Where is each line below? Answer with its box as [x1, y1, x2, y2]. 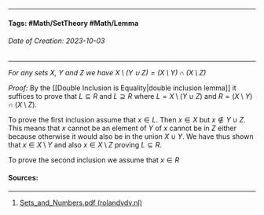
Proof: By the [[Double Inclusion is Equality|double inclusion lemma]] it [8, 83, 237, 93]
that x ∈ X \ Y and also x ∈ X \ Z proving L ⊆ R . [8, 140, 163, 149]
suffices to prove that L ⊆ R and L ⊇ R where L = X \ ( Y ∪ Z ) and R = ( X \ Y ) [8, 91, 253, 100]
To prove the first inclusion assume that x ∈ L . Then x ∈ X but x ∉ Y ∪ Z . [8, 115, 246, 124]
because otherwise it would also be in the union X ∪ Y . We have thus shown [8, 131, 254, 141]
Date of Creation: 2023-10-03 [8, 36, 105, 46]
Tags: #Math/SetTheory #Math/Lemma [8, 18, 139, 27]
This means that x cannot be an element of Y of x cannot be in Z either [8, 123, 237, 133]
